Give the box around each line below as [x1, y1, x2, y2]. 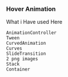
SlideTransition [6, 51, 46, 57]
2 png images [6, 56, 38, 62]
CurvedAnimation [6, 41, 46, 47]
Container [6, 66, 31, 73]
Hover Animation [6, 5, 56, 13]
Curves [6, 45, 22, 52]
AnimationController [6, 30, 57, 36]
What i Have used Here [6, 19, 63, 26]
